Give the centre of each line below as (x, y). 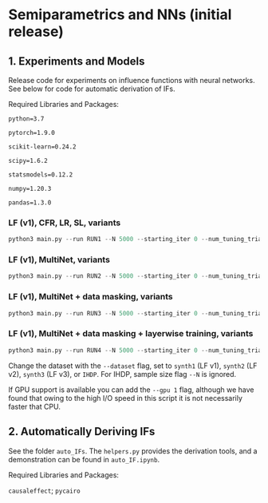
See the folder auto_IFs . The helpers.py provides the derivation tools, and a (133, 451)
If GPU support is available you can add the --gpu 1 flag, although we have (131, 390)
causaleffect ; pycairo (45, 490)
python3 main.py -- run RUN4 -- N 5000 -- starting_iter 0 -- (108, 350)
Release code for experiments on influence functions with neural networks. (132, 80)
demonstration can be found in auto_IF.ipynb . (84, 459)
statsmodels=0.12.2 (41, 175)
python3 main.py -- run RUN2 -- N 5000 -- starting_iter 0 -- (108, 276)
